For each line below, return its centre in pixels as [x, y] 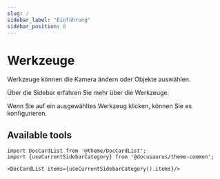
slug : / [18, 13]
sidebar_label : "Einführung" [49, 20]
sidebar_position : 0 [37, 26]
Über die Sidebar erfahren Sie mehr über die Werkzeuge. [88, 93]
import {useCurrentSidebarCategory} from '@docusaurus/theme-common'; [111, 157]
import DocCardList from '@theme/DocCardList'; [77, 151]
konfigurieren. [27, 114]
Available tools [40, 135]
